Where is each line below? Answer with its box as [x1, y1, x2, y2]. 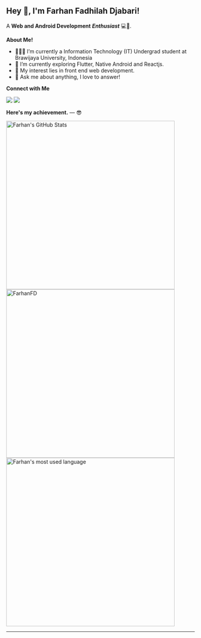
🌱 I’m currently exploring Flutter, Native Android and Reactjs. [14, 61, 165, 68]
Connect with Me [6, 84, 50, 92]
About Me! [6, 36, 33, 43]
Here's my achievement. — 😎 [6, 108, 82, 116]
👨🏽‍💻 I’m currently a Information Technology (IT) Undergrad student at [14, 47, 187, 55]
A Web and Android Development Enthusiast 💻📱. [6, 22, 132, 29]
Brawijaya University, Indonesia [14, 54, 93, 61]
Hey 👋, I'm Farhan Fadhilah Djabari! [6, 6, 140, 16]
